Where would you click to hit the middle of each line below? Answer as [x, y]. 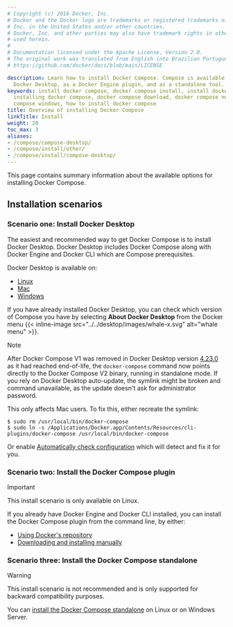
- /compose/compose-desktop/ [49, 142]
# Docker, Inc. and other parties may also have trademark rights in [110, 33]
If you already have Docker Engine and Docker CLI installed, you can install [114, 514]
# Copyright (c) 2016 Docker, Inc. [59, 14]
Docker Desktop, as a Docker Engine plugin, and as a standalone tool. [119, 84]
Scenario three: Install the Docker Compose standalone [102, 560]
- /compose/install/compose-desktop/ [62, 156]
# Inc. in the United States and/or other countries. [87, 26]
